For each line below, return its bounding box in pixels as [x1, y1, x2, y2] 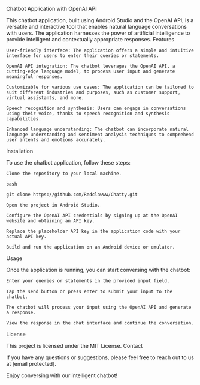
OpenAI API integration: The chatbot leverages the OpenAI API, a [6, 63, 175, 69]
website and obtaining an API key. [6, 218, 95, 224]
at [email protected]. [6, 360, 57, 367]
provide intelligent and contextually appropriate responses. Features [6, 36, 175, 43]
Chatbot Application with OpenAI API [6, 5, 97, 12]
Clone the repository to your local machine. [6, 171, 122, 177]
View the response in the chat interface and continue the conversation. [6, 320, 195, 326]
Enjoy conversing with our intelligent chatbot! [6, 372, 118, 379]
